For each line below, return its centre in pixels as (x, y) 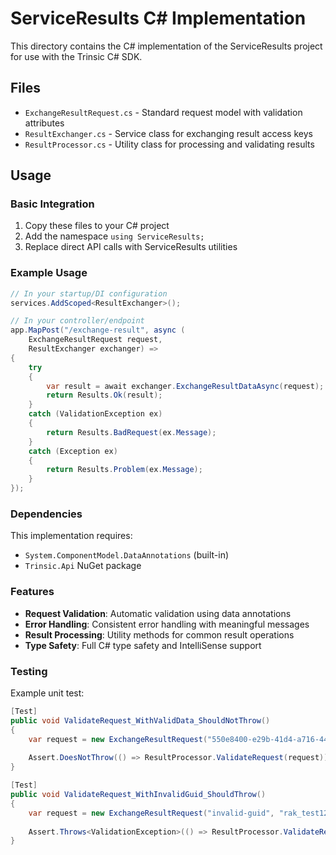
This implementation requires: (71, 536)
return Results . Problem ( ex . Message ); (124, 470)
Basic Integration (52, 204)
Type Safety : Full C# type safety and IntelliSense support (143, 645)
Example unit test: (47, 693)
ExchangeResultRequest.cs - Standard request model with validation (163, 112)
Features (32, 592)
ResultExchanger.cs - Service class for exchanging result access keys (168, 133)
